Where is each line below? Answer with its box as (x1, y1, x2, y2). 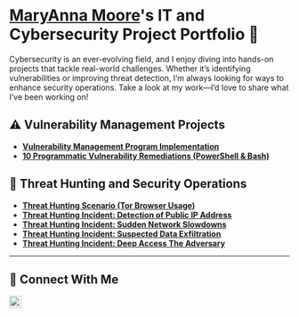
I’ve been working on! (9, 91, 89, 102)
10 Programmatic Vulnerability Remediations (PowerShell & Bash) (21, 150, 270, 161)
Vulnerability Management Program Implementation (21, 141, 220, 151)
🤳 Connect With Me (9, 272, 119, 287)
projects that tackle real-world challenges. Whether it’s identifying (9, 63, 251, 74)
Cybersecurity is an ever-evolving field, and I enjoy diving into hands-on (9, 53, 274, 64)
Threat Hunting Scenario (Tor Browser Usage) (21, 199, 196, 210)
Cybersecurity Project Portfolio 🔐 (9, 24, 260, 45)
